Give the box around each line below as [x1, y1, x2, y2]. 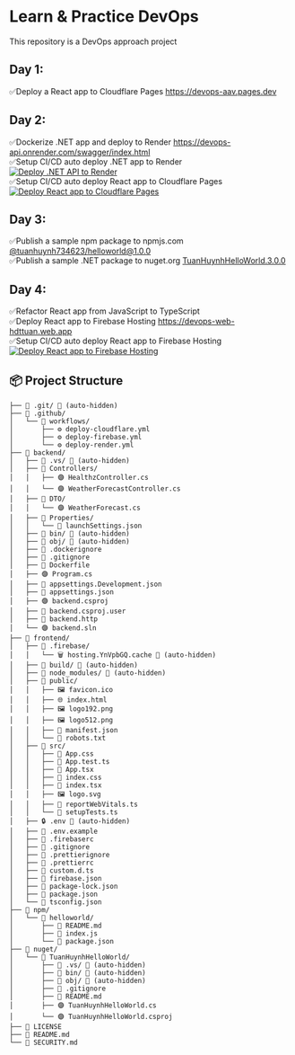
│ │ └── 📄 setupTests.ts [9, 808, 118, 817]
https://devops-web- [158, 316, 235, 327]
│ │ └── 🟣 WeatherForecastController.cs [9, 484, 181, 493]
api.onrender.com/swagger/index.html [9, 146, 151, 157]
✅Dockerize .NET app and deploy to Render [9, 137, 172, 147]
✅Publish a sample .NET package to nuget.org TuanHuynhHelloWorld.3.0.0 [9, 255, 286, 266]
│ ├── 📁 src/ [9, 741, 66, 750]
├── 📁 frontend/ [9, 634, 70, 643]
